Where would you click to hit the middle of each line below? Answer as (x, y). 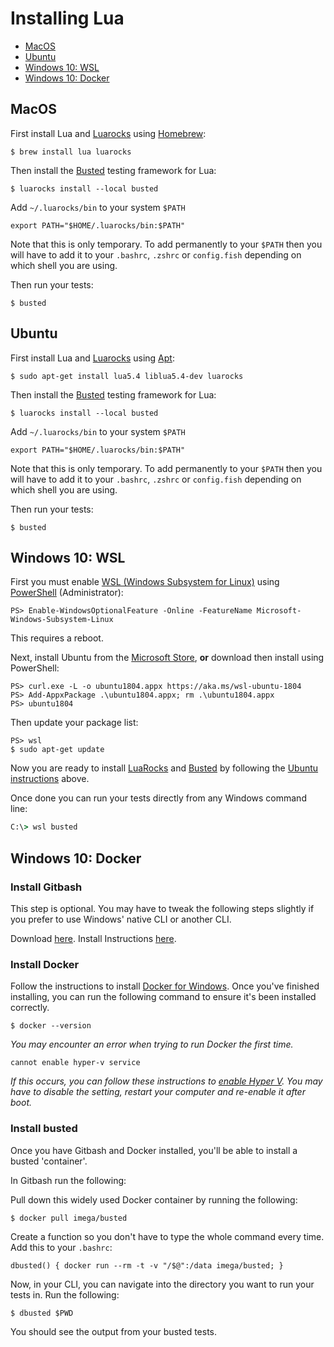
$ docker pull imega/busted (69, 1218)
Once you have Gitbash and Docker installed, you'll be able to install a (154, 1150)
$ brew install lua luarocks (71, 152)
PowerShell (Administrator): (67, 593)
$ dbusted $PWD (42, 1313)
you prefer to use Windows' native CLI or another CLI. (121, 919)
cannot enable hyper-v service (75, 1063)
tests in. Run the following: (65, 1294)
